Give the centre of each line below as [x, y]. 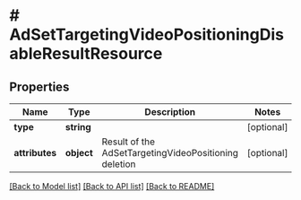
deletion [119, 164]
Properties [39, 87]
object [80, 153]
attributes [35, 153]
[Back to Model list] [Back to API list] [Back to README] [112, 186]
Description [170, 112]
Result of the [128, 142]
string [78, 127]
